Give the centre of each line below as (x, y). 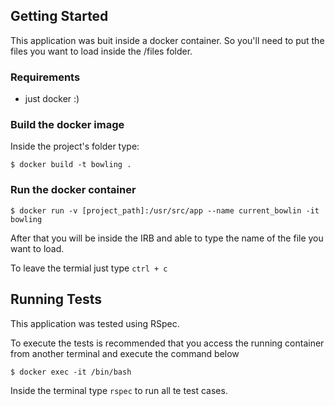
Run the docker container (73, 190)
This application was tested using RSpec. (95, 323)
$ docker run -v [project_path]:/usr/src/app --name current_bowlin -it (165, 210)
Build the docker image (67, 125)
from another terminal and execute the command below (125, 353)
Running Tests (56, 299)
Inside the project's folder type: (75, 146)
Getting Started (59, 16)
